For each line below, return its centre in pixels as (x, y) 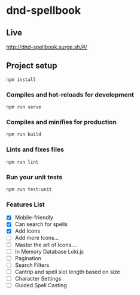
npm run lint (22, 162)
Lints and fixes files (35, 149)
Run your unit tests (34, 177)
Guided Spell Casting (41, 285)
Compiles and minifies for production (61, 122)
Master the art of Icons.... (46, 245)
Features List (25, 204)
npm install (21, 79)
